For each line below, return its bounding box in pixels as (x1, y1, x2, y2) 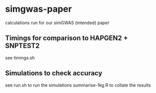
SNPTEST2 (5, 42, 40, 50)
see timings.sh (5, 55, 35, 61)
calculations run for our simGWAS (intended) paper (5, 20, 110, 26)
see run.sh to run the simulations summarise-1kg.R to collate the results (5, 82, 151, 88)
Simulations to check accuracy (5, 69, 103, 77)
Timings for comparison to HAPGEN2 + (5, 34, 128, 42)
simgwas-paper (5, 3, 72, 15)
